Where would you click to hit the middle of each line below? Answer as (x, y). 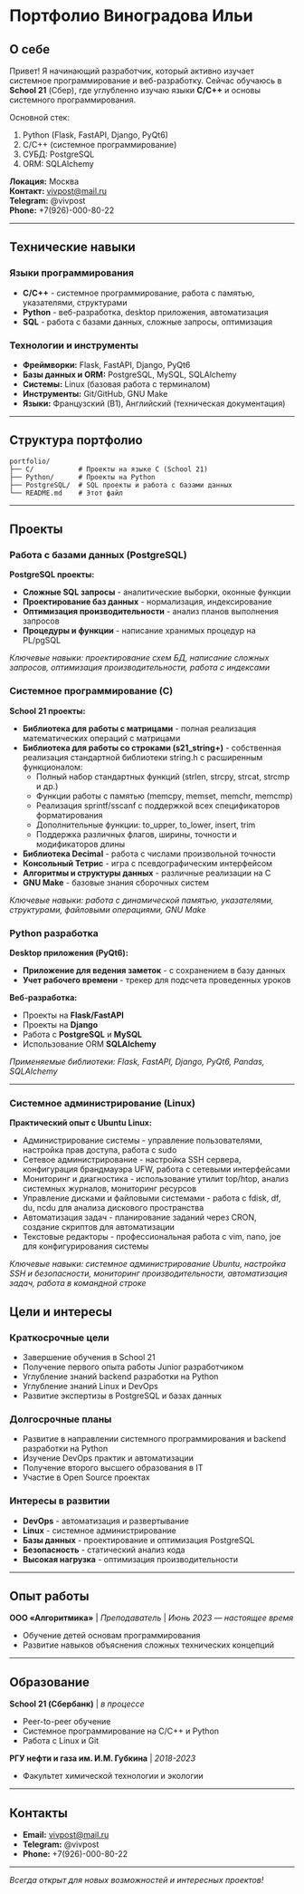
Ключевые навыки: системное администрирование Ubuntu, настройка (148, 1264)
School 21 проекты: (47, 710)
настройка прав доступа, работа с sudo (100, 1150)
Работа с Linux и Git (61, 1741)
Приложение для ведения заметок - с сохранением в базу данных (154, 971)
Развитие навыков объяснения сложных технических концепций (148, 1645)
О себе (30, 49)
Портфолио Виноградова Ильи (131, 16)
